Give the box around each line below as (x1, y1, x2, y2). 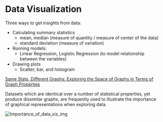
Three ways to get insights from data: (5, 20, 81, 26)
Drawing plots (12, 61, 41, 67)
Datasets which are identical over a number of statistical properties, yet (5, 91, 151, 97)
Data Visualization (5, 3, 82, 15)
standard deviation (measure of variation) (19, 40, 104, 46)
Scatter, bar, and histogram (19, 66, 75, 72)
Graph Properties (5, 81, 41, 87)
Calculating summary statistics (12, 29, 75, 35)
